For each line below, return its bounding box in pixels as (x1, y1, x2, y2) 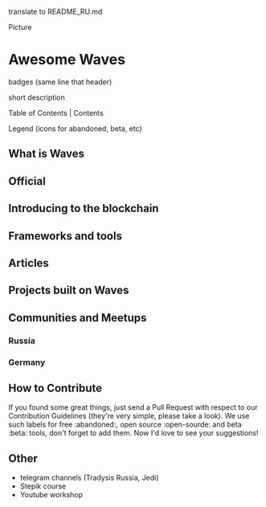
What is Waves (8, 147, 85, 161)
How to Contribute (8, 381, 103, 395)
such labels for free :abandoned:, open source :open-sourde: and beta (8, 419, 243, 429)
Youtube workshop (19, 490, 83, 500)
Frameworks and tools (8, 229, 123, 243)
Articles (8, 256, 50, 270)
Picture (8, 22, 32, 31)
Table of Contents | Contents (8, 108, 104, 117)
